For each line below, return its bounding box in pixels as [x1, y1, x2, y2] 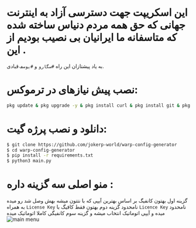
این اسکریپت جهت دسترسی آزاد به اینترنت [6, 6, 188, 19]
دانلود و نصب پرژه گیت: [6, 122, 107, 135]
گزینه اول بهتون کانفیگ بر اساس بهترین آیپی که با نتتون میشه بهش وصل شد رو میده [6, 197, 188, 205]
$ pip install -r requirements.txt [6, 152, 94, 158]
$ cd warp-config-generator [6, 147, 75, 153]
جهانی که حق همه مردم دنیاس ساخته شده [6, 18, 186, 32]
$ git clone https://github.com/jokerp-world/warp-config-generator [6, 141, 177, 148]
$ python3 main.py [6, 158, 51, 164]
